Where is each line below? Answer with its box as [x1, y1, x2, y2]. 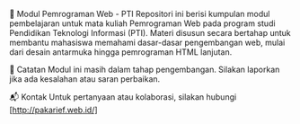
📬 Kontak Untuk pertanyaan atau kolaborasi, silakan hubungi [9, 92, 237, 102]
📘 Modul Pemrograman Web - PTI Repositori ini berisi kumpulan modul [9, 9, 270, 19]
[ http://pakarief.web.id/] [9, 104, 98, 115]
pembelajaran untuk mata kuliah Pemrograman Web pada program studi [9, 18, 276, 29]
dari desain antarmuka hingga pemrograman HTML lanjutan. [9, 47, 233, 58]
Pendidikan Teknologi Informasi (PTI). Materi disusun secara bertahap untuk [9, 28, 292, 38]
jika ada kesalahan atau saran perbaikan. [9, 74, 161, 84]
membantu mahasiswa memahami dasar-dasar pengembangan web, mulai [9, 37, 286, 48]
